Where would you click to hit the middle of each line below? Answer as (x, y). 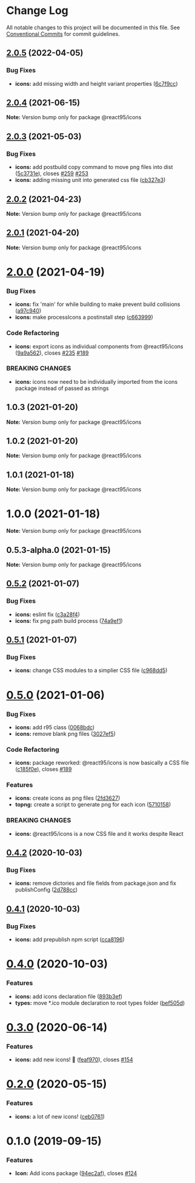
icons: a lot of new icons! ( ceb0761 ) (60, 1116)
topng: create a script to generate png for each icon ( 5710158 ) (93, 805)
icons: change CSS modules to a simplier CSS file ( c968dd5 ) (91, 670)
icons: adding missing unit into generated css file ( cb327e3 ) (90, 180)
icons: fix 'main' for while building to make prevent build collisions (97, 304)
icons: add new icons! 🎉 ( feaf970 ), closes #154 (74, 1060)
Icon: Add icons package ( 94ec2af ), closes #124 (76, 1173)
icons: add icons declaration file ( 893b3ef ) (69, 996)
